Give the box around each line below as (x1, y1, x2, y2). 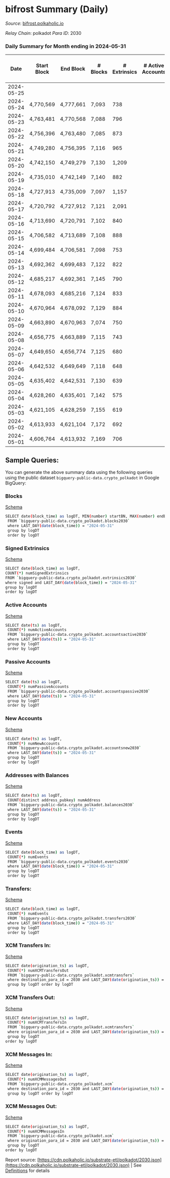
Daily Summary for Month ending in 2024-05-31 (5, 42, 126, 50)
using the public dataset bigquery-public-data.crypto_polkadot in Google (5, 474, 159, 481)
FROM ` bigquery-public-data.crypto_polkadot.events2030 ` (7, 859, 130, 864)
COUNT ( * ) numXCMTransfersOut (7, 968, 69, 973)
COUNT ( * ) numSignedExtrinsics (5, 571, 69, 576)
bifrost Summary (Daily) (5, 4, 109, 15)
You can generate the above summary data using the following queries (5, 469, 153, 475)
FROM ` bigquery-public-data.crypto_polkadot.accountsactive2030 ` (7, 632, 148, 637)
